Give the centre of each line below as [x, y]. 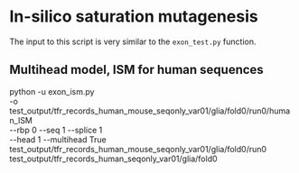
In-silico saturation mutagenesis [134, 17]
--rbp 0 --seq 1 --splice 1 [56, 130]
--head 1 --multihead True [58, 139]
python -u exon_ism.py [52, 91]
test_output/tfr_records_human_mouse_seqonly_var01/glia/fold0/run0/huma [150, 111]
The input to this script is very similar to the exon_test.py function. [133, 41]
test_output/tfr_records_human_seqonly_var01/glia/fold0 [114, 159]
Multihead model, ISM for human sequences [136, 70]
